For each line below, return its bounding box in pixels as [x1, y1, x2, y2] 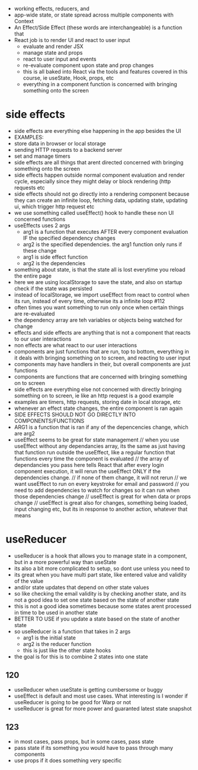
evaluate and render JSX [23, 43, 84, 50]
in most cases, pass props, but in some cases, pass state [14, 738, 154, 745]
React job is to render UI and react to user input [14, 37, 130, 43]
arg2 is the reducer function [23, 640, 92, 647]
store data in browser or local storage [14, 139, 106, 147]
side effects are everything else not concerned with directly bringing [14, 386, 182, 393]
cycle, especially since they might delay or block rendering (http [14, 177, 171, 184]
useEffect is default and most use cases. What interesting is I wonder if [14, 692, 188, 699]
